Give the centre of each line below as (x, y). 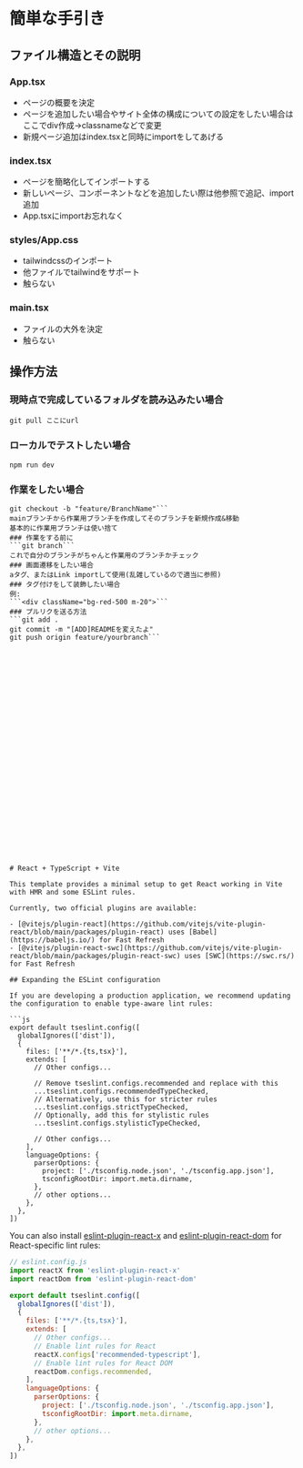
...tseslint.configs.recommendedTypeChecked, (121, 1092)
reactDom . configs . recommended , (93, 1372)
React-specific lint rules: (55, 1245)
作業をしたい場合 (47, 490)
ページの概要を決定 (59, 102)
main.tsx (30, 308)
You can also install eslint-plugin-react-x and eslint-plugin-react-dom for (146, 1236)
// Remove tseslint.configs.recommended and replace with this (156, 1084)
